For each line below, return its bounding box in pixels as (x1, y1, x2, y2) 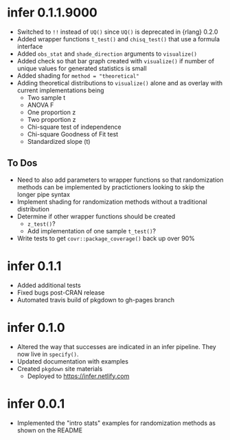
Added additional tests (16, 281, 81, 289)
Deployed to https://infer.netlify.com (27, 372, 130, 380)
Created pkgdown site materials (16, 364, 103, 373)
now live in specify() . (16, 350, 79, 358)
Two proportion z (27, 115, 77, 123)
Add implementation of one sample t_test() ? (27, 227, 157, 235)
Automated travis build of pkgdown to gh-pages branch (16, 295, 175, 304)
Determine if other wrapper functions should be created (16, 212, 176, 220)
